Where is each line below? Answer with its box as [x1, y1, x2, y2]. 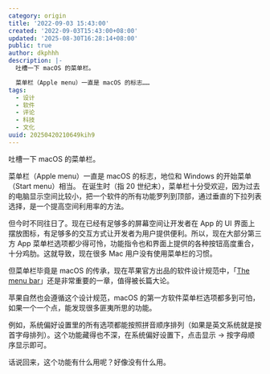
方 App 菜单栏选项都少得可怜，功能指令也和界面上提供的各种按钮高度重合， [8, 238, 259, 248]
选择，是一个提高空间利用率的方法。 [8, 201, 129, 211]
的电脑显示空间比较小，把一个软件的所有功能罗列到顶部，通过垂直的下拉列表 [8, 191, 262, 201]
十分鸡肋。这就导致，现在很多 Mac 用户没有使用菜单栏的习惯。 [8, 249, 217, 258]
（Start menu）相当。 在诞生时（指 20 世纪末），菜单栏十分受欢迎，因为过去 [8, 181, 260, 191]
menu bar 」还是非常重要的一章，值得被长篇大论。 [8, 275, 174, 286]
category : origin [8, 11, 67, 20]
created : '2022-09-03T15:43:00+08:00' [8, 27, 138, 35]
